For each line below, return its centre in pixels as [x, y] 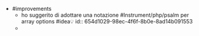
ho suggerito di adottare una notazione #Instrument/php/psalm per [105, 15]
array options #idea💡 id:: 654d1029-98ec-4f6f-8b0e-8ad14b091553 [107, 21]
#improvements [32, 9]
